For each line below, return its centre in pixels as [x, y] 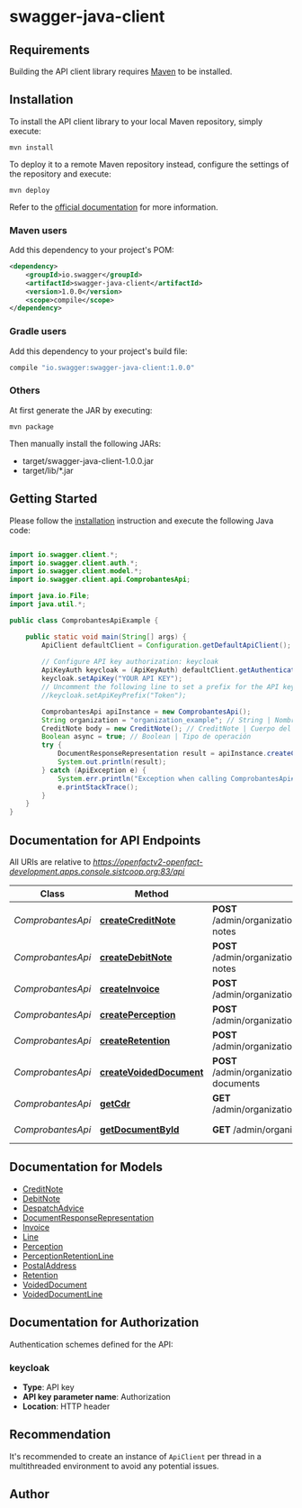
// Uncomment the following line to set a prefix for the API [160, 687]
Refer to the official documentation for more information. [114, 207]
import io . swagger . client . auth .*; [74, 563]
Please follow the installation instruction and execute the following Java [142, 521]
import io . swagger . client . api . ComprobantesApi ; [100, 580]
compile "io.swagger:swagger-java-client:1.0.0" [102, 368]
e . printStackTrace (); [98, 787]
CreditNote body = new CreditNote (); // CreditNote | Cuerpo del [167, 728]
